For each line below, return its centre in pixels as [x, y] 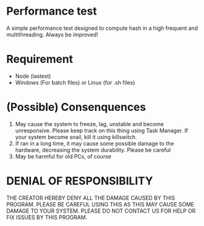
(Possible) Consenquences [76, 107]
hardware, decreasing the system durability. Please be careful [93, 150]
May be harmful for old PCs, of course [63, 156]
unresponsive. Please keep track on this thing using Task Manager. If [101, 130]
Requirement [40, 59]
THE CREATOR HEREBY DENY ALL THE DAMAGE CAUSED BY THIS [91, 198]
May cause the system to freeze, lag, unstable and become [90, 124]
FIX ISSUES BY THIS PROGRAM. [47, 217]
